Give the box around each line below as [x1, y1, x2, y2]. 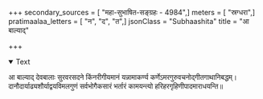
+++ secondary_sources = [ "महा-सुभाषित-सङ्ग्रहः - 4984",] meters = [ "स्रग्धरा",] [8, 8, 256, 17]
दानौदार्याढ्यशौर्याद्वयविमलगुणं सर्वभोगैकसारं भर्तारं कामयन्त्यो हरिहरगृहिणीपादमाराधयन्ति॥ [8, 81, 224, 91]
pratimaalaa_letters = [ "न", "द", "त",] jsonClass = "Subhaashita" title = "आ [8, 17, 249, 26]
